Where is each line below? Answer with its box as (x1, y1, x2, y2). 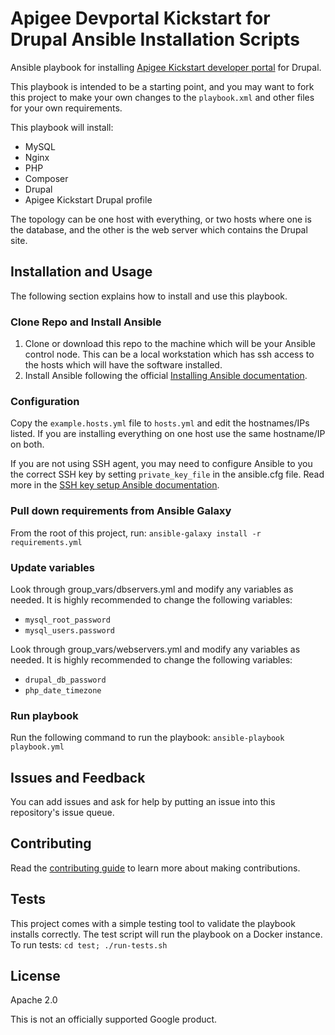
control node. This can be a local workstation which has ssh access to (24, 348, 315, 361)
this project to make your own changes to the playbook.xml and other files (10, 91, 315, 103)
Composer (24, 172, 69, 184)
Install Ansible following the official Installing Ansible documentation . (24, 370, 308, 382)
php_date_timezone (24, 685, 102, 696)
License (10, 968, 61, 985)
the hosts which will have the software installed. (24, 359, 223, 371)
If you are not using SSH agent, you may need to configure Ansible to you (10, 458, 313, 470)
